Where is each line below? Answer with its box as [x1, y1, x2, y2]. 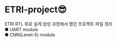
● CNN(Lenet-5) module [4, 32, 55, 38]
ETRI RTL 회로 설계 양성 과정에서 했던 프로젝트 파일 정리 [4, 21, 113, 27]
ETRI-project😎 [4, 4, 67, 15]
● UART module [4, 26, 38, 32]
